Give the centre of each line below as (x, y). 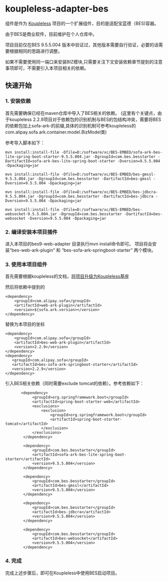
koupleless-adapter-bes (57, 9)
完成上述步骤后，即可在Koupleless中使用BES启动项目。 (62, 573)
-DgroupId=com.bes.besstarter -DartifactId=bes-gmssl (94, 179)
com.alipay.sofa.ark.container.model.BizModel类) (56, 132)
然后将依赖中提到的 (25, 287)
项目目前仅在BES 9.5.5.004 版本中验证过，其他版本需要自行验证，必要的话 (82, 45)
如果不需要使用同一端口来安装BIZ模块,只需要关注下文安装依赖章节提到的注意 (84, 61)
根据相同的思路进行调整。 (36, 51)
